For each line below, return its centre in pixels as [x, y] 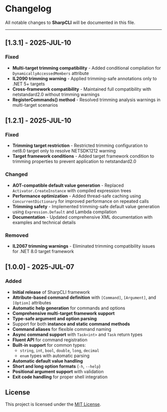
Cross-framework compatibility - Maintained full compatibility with [82, 89]
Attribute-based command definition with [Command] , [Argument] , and [84, 297]
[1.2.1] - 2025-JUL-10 [38, 121]
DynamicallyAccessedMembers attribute [51, 73]
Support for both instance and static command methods [71, 324]
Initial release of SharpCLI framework [51, 292]
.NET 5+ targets [29, 84]
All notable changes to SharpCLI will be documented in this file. [70, 22]
